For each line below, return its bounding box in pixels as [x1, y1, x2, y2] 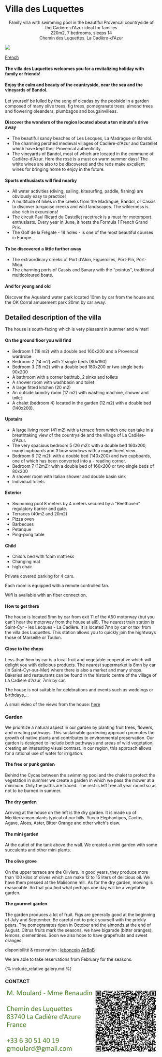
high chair [12, 564, 32, 570]
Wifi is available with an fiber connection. [5, 592, 87, 598]
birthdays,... [5, 692, 29, 698]
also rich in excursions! [12, 209, 58, 215]
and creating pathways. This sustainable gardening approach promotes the [5, 729, 155, 735]
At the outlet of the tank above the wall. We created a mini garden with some [5, 842, 158, 848]
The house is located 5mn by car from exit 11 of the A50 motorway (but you [5, 614, 155, 620]
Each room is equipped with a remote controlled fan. [5, 582, 110, 589]
